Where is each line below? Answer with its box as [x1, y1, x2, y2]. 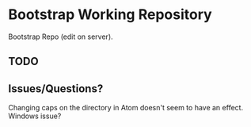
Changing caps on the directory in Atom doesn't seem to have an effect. [8, 103, 244, 113]
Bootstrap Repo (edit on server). [8, 32, 113, 41]
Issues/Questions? [8, 82, 104, 95]
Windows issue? [8, 111, 62, 121]
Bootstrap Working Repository [8, 6, 212, 24]
